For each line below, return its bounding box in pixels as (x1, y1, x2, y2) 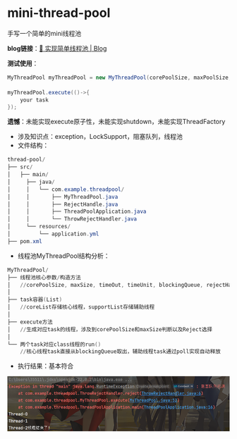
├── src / (7, 163, 33, 171)
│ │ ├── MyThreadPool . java (7, 193, 119, 200)
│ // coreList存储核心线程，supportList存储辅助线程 (7, 304, 155, 311)
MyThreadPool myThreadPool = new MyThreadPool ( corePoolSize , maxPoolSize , (7, 74, 232, 81)
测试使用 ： (7, 58, 39, 68)
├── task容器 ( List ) (7, 296, 63, 304)
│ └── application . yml (7, 230, 99, 237)
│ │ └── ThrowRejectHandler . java (7, 216, 138, 223)
